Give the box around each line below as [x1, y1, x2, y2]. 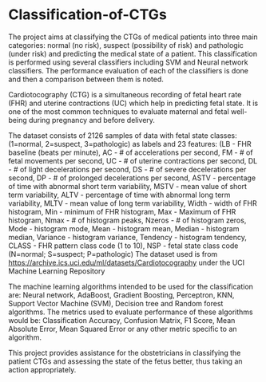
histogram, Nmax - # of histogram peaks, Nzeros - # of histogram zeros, [8, 215, 247, 225]
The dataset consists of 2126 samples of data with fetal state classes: [8, 130, 237, 140]
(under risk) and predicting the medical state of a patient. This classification [8, 49, 258, 58]
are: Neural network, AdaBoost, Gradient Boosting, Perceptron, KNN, [8, 289, 235, 300]
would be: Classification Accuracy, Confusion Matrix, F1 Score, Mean [8, 315, 236, 325]
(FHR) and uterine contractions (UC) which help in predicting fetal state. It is [8, 98, 258, 108]
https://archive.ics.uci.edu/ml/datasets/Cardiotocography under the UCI [8, 258, 245, 267]
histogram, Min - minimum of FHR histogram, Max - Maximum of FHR [8, 207, 236, 216]
